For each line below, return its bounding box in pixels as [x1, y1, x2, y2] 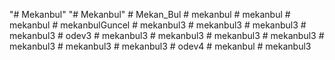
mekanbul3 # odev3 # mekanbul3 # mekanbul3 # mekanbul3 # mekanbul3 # [9, 30, 325, 41]
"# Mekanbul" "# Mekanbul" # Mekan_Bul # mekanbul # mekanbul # [9, 9, 291, 20]
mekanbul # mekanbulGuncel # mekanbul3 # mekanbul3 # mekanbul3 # [9, 19, 307, 31]
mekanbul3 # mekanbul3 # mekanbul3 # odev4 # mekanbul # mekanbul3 [9, 40, 312, 52]
